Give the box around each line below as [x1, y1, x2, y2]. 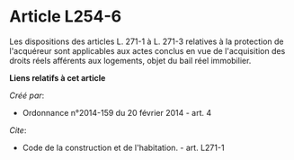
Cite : [9, 124, 27, 136]
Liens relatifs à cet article [9, 72, 106, 83]
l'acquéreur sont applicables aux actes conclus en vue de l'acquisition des [9, 45, 286, 56]
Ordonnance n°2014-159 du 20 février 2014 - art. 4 [22, 107, 212, 118]
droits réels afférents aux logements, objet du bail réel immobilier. [9, 55, 252, 66]
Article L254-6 [9, 6, 122, 27]
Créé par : [9, 90, 45, 101]
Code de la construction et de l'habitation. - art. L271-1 [22, 142, 225, 153]
